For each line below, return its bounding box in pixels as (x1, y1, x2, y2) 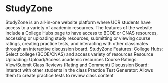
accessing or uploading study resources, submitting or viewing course (5, 35, 151, 41)
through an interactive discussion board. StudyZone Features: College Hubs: (5, 46, 163, 52)
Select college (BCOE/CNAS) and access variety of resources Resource (5, 51, 154, 57)
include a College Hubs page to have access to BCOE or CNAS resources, (5, 30, 158, 36)
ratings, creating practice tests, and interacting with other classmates (5, 40, 149, 46)
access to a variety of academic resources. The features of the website (5, 24, 153, 30)
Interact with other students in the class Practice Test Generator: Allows (5, 67, 153, 73)
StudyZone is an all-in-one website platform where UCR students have (5, 19, 151, 25)
